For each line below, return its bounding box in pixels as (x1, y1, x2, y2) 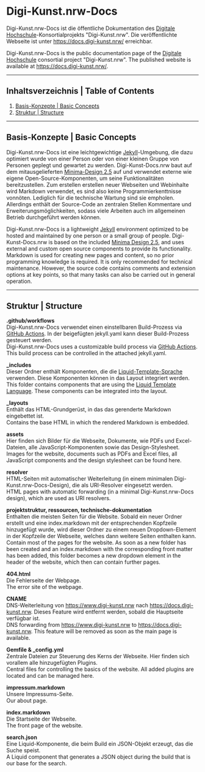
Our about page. (6, 697, 48, 705)
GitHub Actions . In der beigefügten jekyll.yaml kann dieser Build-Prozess (6, 330, 189, 337)
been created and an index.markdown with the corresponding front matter (6, 545, 193, 553)
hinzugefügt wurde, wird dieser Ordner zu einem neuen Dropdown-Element (6, 526, 196, 533)
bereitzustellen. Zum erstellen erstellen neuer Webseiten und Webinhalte (6, 181, 189, 188)
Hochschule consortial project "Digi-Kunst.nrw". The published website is (6, 56, 192, 63)
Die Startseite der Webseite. (6, 715, 77, 723)
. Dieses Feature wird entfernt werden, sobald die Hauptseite (31, 608, 184, 616)
